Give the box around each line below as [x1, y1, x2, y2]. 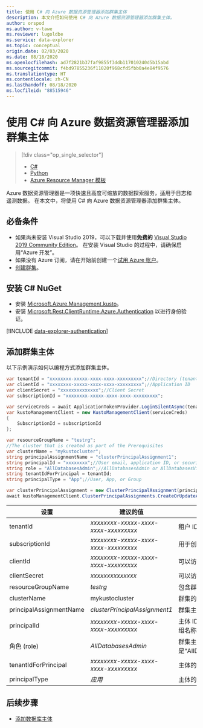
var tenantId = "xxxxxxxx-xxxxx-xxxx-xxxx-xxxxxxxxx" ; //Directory [6, 376, 177, 382]
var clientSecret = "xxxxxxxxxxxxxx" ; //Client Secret [6, 387, 145, 393]
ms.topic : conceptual [6, 43, 61, 49]
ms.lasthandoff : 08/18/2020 [6, 82, 77, 88]
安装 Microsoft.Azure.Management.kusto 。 [14, 300, 123, 307]
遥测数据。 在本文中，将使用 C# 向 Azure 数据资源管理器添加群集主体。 [6, 197, 184, 204]
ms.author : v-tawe [6, 25, 53, 32]
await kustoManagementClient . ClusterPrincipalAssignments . [6, 493, 158, 499]
